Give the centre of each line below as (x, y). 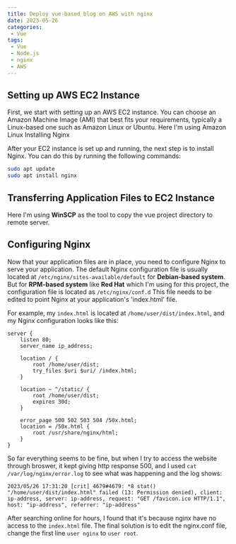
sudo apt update (31, 169)
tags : (15, 40)
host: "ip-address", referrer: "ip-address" (74, 505)
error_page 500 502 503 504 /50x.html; (79, 420)
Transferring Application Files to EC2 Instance (111, 198)
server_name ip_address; (57, 346)
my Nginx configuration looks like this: (63, 320)
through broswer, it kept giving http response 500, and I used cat (102, 465)
